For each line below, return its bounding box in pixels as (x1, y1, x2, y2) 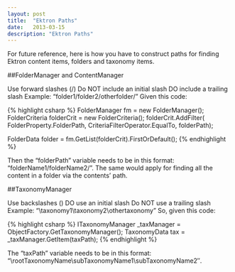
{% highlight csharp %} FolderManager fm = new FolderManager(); (7, 106, 204, 114)
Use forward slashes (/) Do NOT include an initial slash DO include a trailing (7, 85, 229, 93)
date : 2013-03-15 (7, 23, 65, 31)
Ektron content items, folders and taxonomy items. (7, 58, 155, 66)
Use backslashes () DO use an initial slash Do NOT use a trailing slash (7, 199, 211, 207)
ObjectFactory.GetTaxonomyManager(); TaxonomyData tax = (7, 228, 186, 236)
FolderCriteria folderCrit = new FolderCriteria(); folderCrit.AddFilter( (7, 114, 205, 122)
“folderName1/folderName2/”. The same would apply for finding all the (7, 164, 213, 173)
